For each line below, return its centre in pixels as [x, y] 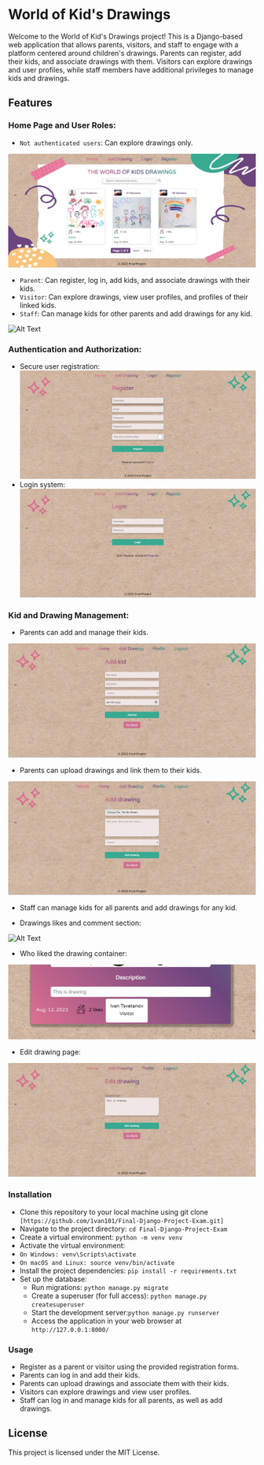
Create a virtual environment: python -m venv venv [101, 1237]
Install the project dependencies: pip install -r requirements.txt [128, 1270]
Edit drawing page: [50, 1052]
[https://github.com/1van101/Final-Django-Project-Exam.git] [122, 1221]
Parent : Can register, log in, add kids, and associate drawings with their [134, 281]
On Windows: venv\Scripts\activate [78, 1255]
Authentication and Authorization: [75, 350]
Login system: [42, 484]
